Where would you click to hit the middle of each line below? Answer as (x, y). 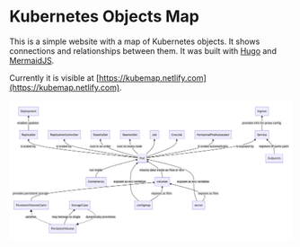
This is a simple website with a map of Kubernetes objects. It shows (135, 41)
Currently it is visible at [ (54, 77)
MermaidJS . (32, 60)
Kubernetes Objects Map (104, 17)
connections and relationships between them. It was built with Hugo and (143, 50)
